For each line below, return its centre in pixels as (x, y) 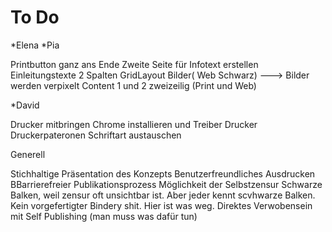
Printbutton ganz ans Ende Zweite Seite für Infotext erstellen (134, 64)
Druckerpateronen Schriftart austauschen (96, 135)
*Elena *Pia (35, 45)
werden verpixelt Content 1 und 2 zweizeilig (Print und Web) (133, 85)
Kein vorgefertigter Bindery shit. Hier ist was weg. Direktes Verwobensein (161, 205)
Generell (28, 154)
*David (25, 105)
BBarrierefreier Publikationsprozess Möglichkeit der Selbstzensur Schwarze (166, 184)
